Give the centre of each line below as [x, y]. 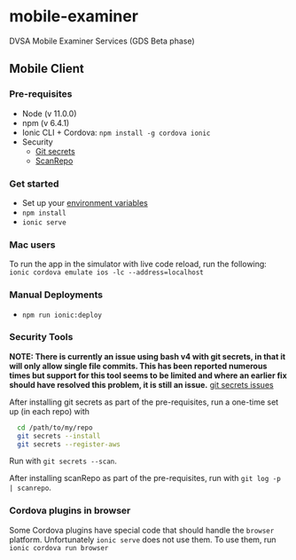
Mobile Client [47, 69]
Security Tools [41, 337]
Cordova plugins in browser [70, 510]
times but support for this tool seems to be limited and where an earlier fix [148, 375]
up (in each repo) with [50, 411]
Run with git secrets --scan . [63, 461]
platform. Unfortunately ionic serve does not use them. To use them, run [143, 540]
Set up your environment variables [85, 202]
